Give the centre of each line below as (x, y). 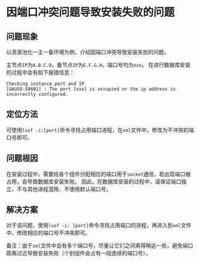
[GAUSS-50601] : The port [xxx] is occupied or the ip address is (91, 89)
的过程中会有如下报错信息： (41, 72)
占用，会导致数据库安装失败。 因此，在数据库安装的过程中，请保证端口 (94, 181)
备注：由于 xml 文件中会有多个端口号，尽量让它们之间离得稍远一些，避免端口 (100, 246)
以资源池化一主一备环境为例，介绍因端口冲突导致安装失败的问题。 (88, 52)
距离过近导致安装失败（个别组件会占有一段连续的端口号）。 (79, 253)
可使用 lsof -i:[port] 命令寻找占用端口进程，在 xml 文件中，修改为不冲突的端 (100, 129)
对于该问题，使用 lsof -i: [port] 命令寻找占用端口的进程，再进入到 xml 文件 (99, 225)
